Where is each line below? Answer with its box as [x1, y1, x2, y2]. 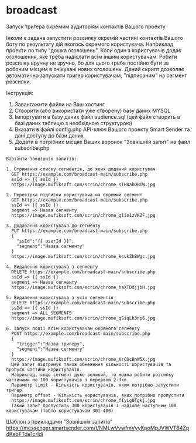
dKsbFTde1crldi [6, 430, 43, 438]
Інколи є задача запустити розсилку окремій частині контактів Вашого [6, 34, 183, 41]
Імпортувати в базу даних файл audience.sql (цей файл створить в [14, 113, 180, 120]
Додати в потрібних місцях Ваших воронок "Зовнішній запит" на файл [14, 138, 191, 145]
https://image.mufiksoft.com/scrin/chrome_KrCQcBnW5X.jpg [11, 356, 156, 362]
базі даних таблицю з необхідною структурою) [14, 119, 133, 126]
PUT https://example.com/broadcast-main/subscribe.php [11, 227, 148, 234]
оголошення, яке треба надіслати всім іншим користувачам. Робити [6, 53, 177, 60]
